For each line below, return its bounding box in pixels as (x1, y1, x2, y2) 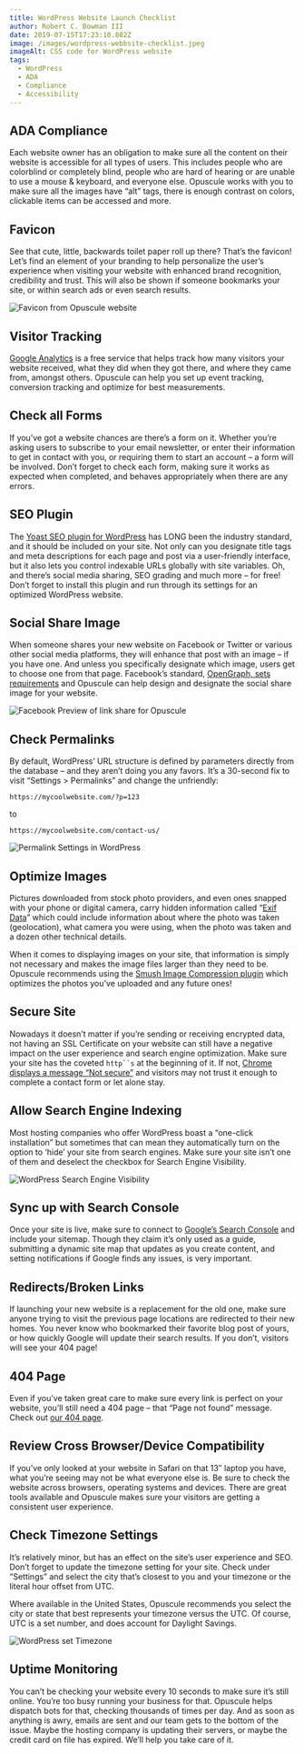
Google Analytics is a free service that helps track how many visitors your (9, 352, 285, 364)
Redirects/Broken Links (9, 1279, 144, 1295)
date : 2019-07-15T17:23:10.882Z (9, 30, 132, 39)
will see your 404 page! (9, 1342, 98, 1353)
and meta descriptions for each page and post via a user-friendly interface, (9, 550, 291, 561)
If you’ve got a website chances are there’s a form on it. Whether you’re (9, 432, 277, 443)
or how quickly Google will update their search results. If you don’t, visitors (9, 1333, 289, 1344)
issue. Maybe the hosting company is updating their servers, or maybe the (9, 1724, 288, 1735)
